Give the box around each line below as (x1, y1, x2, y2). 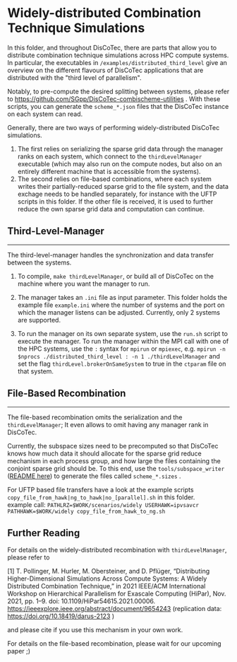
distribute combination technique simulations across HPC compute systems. (7, 51, 229, 59)
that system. (17, 366, 54, 376)
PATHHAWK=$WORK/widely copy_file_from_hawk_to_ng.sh (7, 508, 166, 515)
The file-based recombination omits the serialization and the (7, 412, 183, 422)
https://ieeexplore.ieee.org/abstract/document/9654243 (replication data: (7, 605, 222, 613)
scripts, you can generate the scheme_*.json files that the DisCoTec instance (7, 102, 229, 110)
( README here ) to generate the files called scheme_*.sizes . (7, 472, 181, 480)
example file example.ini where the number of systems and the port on (17, 301, 225, 309)
